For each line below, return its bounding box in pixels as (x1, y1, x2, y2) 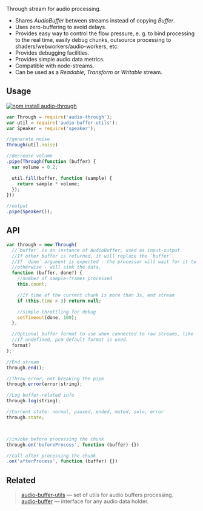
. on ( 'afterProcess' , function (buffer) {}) (6, 458, 118, 464)
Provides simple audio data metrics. (15, 56, 105, 63)
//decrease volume (6, 153, 53, 159)
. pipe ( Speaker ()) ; (6, 209, 53, 215)
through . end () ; (6, 365, 45, 371)
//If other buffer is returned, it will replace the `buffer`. (12, 253, 175, 259)
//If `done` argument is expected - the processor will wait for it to (12, 258, 197, 265)
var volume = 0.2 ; (12, 164, 59, 170)
